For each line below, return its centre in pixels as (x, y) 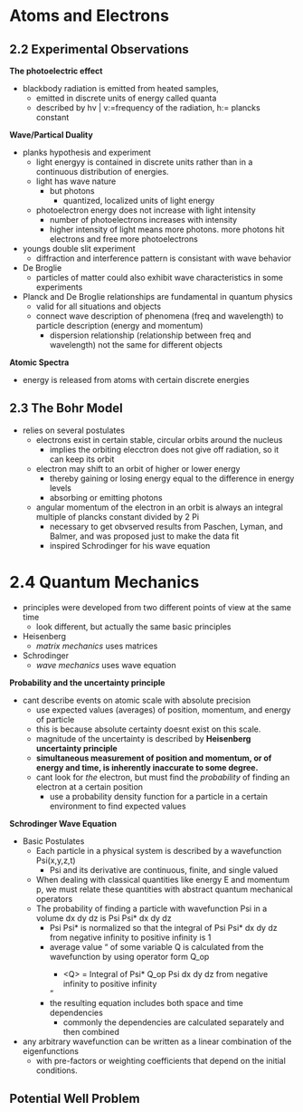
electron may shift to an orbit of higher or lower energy (138, 468)
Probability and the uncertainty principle (87, 682)
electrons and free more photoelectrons (124, 239)
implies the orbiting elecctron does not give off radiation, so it (164, 449)
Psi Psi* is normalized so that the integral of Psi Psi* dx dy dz (163, 927)
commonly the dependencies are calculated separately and (174, 1022)
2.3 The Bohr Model (66, 408)
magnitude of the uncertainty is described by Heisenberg (143, 738)
